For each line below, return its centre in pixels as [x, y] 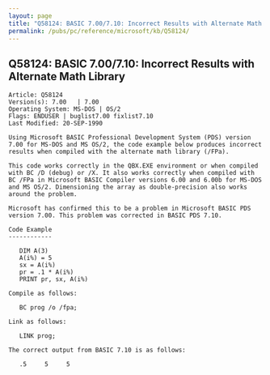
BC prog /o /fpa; [49, 308]
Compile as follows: [43, 294]
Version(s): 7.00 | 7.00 [54, 102]
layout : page [30, 16]
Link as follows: [38, 322]
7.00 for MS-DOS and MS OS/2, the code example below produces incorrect [135, 145]
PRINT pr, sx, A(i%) [54, 279]
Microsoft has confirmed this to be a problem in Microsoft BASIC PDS [130, 209]
